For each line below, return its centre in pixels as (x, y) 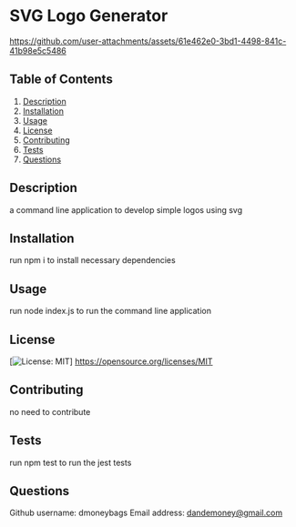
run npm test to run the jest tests (71, 462)
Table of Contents (61, 80)
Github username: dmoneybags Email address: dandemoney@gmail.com (146, 513)
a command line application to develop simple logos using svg (126, 209)
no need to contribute (50, 411)
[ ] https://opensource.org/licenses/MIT (111, 361)
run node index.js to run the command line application (111, 311)
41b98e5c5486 (38, 50)
